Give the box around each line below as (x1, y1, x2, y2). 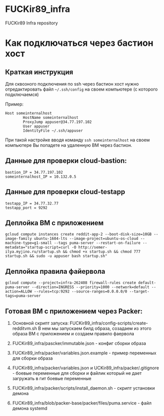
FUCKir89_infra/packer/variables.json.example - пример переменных (12, 350, 157, 356)
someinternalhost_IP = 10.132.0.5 (5, 174, 77, 179)
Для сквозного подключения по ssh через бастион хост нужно (5, 81, 139, 87)
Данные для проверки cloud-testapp (5, 188, 125, 196)
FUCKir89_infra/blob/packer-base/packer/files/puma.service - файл (12, 400, 152, 406)
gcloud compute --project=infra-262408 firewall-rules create (5, 280, 136, 286)
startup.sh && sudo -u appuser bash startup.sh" (5, 254, 108, 259)
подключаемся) (5, 91, 39, 98)
